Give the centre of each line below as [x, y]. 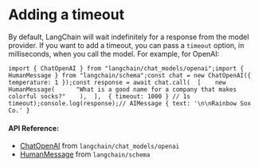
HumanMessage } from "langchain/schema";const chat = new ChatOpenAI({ [129, 75]
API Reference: [34, 128]
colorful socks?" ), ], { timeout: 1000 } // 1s [100, 96]
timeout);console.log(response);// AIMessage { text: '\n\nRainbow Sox [129, 103]
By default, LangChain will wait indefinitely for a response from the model [129, 37]
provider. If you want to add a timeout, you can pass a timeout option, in [126, 45]
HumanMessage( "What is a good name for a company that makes [123, 89]
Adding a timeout [67, 15]
